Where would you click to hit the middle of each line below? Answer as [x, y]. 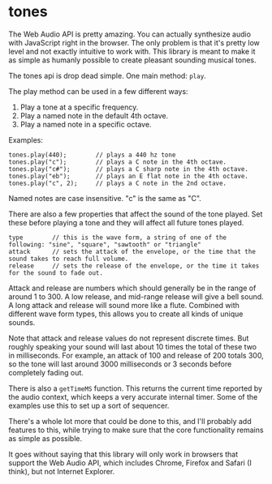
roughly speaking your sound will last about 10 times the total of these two [133, 346]
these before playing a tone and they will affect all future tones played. [126, 222]
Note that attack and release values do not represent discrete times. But [129, 338]
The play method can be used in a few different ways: [98, 91]
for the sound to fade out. [56, 273]
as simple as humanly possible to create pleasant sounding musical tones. [133, 60]
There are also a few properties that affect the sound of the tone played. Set [136, 214]
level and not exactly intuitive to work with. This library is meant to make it [132, 51]
